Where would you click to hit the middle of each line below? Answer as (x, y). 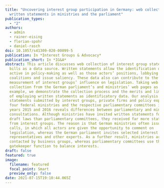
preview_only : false (30, 174)
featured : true (20, 155)
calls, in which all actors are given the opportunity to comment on (82, 128)
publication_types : (25, 19)
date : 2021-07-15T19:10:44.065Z (38, 178)
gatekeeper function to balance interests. (54, 146)
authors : (14, 28)
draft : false (18, 151)
